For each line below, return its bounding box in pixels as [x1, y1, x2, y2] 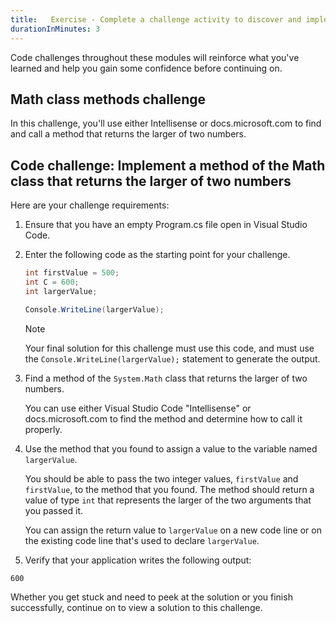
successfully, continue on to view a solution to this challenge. [10, 601, 263, 613]
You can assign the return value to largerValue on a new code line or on [24, 524, 322, 536]
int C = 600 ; [24, 277, 80, 287]
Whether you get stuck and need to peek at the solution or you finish [10, 591, 293, 603]
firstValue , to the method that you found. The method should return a [24, 483, 315, 495]
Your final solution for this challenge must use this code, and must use [24, 342, 315, 354]
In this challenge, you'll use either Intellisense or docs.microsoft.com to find [10, 117, 322, 130]
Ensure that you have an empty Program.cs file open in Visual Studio [24, 219, 308, 231]
